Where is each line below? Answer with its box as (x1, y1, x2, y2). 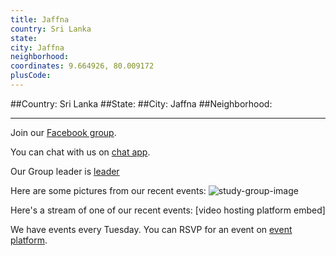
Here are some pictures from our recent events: (10, 184, 207, 196)
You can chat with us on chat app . (10, 146, 151, 158)
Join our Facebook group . (10, 126, 117, 138)
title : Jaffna (10, 14, 70, 25)
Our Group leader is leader (10, 165, 120, 177)
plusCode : (10, 71, 52, 81)
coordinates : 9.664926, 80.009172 (10, 61, 155, 71)
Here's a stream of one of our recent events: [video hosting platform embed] (10, 204, 326, 216)
